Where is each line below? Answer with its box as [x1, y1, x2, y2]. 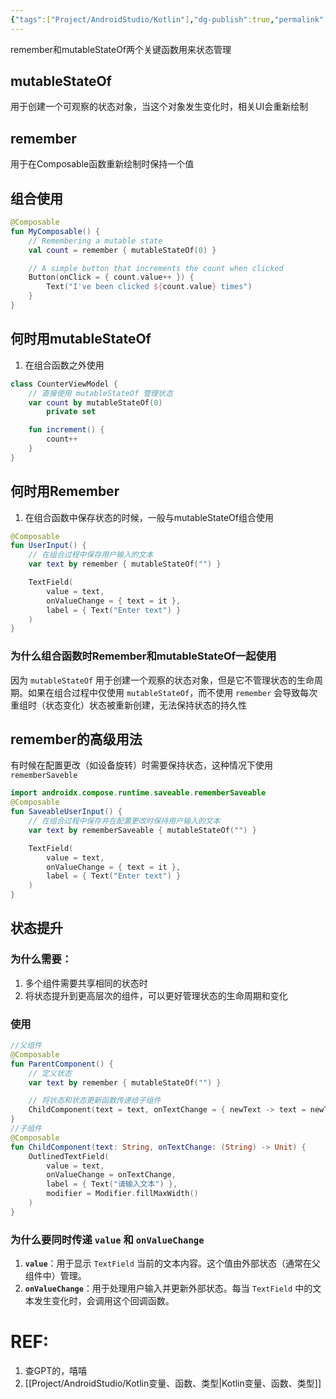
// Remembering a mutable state [28, 236, 163, 246]
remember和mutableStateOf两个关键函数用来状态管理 [10, 43, 232, 55]
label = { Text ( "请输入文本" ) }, [46, 1179, 178, 1190]
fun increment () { [28, 425, 105, 435]
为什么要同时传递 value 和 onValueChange [10, 1232, 205, 1246]
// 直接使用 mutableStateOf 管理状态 [28, 388, 173, 398]
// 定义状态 [28, 1068, 72, 1078]
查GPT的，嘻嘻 [24, 1365, 88, 1377]
